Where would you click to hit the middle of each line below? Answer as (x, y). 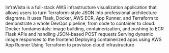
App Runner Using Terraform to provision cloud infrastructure (70, 45)
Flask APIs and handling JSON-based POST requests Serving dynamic (79, 34)
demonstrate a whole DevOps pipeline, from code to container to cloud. (80, 23)
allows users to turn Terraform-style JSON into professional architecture (81, 13)
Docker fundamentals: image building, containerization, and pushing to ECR (84, 29)
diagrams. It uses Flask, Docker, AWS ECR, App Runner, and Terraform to (82, 18)
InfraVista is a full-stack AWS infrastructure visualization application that (81, 7)
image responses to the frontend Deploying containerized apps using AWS (83, 39)
